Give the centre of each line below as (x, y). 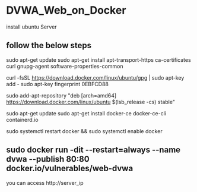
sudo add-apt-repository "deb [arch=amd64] (61, 95)
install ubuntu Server (32, 27)
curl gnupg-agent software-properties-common (65, 66)
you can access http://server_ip (45, 182)
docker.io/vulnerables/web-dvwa (70, 169)
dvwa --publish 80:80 (48, 159)
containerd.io (22, 119)
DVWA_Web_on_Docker (66, 10)
